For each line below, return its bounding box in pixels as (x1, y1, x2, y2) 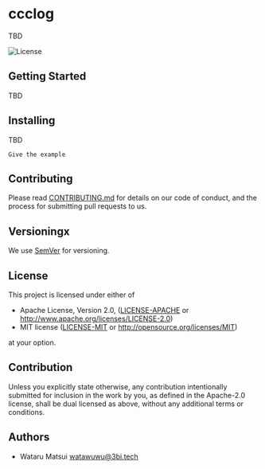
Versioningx (8, 225, 70, 238)
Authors (8, 431, 50, 444)
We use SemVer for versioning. (8, 246, 110, 256)
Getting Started (8, 69, 87, 84)
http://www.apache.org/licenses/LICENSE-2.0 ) (19, 314, 173, 323)
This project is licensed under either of (8, 290, 135, 299)
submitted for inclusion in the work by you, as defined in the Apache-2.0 (8, 390, 245, 400)
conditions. (8, 407, 45, 416)
